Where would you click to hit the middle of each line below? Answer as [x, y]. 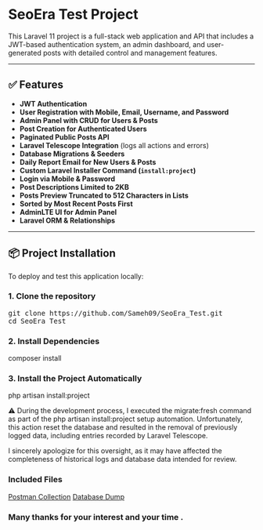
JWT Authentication [53, 103]
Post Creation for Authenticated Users [83, 129]
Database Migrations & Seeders [72, 154]
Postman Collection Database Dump [67, 496]
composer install [35, 358]
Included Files [35, 480]
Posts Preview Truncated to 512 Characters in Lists [104, 195]
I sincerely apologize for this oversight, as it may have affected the [115, 451]
